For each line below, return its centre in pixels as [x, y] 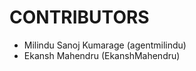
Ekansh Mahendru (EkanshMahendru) [102, 55]
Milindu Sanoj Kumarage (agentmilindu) [105, 45]
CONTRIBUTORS [79, 17]
